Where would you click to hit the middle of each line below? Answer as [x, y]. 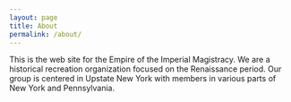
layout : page [34, 17]
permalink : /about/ [46, 34]
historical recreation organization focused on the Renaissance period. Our [145, 69]
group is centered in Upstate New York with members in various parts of [143, 79]
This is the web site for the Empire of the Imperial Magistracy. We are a [140, 60]
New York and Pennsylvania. [62, 88]
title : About [34, 26]
